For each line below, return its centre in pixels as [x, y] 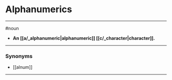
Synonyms [19, 56]
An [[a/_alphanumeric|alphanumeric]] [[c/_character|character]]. [84, 38]
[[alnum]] [23, 67]
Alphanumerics [39, 9]
